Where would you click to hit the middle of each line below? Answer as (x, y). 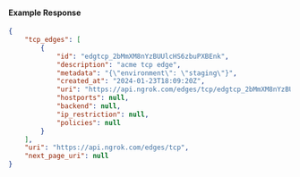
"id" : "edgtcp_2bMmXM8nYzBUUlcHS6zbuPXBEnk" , (142, 56)
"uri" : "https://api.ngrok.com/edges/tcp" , (107, 147)
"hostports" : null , (92, 98)
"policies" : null (89, 122)
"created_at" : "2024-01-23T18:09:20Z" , (130, 81)
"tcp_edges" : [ (53, 40)
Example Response (45, 13)
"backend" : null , (89, 106)
